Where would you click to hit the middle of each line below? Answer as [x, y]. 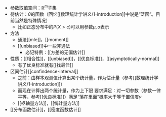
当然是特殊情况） [32, 20]
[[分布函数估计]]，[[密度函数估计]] [45, 109]
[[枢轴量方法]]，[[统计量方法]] [49, 103]
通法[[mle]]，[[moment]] [43, 39]
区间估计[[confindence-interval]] [44, 71]
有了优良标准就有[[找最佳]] [45, 65]
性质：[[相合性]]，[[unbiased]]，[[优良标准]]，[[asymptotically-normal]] [85, 58]
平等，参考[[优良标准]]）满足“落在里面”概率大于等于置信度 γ [79, 97]
